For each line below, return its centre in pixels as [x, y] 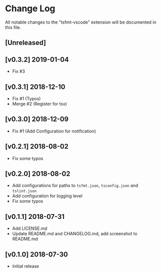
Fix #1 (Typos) [26, 98]
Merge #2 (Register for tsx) [39, 104]
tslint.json [24, 191]
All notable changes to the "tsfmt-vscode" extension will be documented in [81, 22]
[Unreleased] [26, 43]
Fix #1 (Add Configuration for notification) [54, 131]
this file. [13, 27]
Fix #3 [19, 71]
